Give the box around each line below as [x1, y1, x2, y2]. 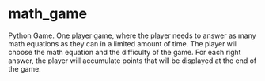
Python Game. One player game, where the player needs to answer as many [8, 31, 256, 40]
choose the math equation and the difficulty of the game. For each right [8, 47, 241, 57]
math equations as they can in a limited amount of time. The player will [8, 39, 238, 48]
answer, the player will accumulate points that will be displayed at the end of [8, 56, 257, 65]
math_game [8, 5, 88, 23]
